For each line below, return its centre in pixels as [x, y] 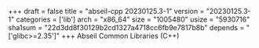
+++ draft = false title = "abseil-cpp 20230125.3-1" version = [106, 11]
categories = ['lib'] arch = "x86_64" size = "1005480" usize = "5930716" [133, 19]
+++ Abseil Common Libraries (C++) [120, 36]
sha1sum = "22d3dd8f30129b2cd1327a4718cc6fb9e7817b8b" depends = [126, 27]
